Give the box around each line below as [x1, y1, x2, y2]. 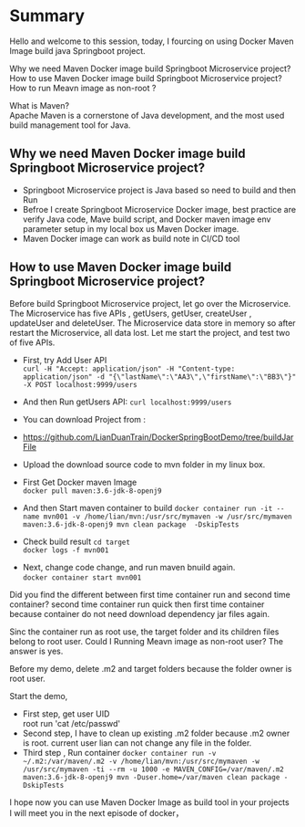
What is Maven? [9, 99, 70, 110]
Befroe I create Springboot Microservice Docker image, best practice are [22, 204, 297, 215]
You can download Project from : [22, 413, 147, 424]
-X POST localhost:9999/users [22, 380, 138, 389]
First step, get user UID [22, 708, 110, 719]
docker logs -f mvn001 [22, 545, 109, 555]
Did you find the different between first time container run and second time [9, 589, 291, 600]
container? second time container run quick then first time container [9, 599, 265, 610]
